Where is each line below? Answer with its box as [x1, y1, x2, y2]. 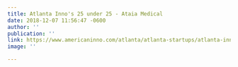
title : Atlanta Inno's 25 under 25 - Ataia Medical [7, 10, 163, 18]
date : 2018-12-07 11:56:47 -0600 [7, 17, 106, 24]
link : [7, 37, 23, 44]
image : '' [7, 43, 37, 50]
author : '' [7, 23, 40, 30]
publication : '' [7, 30, 55, 37]
